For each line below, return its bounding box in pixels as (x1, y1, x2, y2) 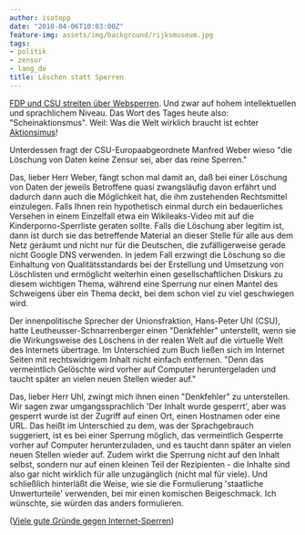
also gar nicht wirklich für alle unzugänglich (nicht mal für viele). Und (9, 468, 269, 479)
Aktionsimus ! (9, 127, 58, 138)
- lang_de (9, 65, 47, 74)
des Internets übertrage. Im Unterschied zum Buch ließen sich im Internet (9, 344, 285, 355)
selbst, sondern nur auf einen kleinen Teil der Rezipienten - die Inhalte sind (9, 458, 290, 469)
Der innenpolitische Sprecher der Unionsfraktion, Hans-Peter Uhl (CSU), (9, 315, 280, 326)
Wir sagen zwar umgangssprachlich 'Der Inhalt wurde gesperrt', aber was (9, 400, 287, 411)
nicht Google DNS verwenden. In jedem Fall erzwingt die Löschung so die (9, 249, 286, 260)
